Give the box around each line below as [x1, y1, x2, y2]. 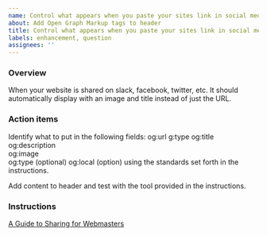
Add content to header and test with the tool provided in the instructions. [8, 180, 246, 191]
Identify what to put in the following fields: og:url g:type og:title [8, 132, 215, 141]
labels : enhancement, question [8, 33, 112, 42]
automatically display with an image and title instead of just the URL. [8, 94, 232, 103]
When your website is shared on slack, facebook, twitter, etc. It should [8, 85, 238, 95]
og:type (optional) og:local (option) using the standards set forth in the [8, 157, 239, 167]
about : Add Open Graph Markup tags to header [8, 19, 161, 27]
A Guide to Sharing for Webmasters [8, 219, 125, 229]
